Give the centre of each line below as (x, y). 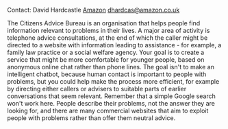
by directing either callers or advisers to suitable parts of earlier (97, 89)
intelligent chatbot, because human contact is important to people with (107, 74)
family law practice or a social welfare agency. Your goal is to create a (106, 52)
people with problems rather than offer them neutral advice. (91, 118)
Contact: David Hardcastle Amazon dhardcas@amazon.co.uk (93, 10)
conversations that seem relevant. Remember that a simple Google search (111, 96)
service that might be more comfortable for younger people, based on (106, 60)
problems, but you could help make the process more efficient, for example (113, 81)
